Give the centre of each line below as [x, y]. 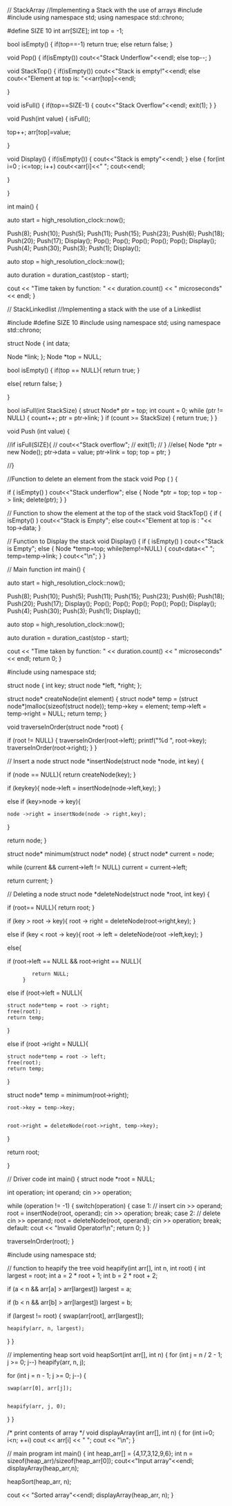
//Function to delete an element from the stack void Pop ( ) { [93, 479]
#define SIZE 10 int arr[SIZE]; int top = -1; [66, 31]
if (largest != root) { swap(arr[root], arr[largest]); [75, 1316]
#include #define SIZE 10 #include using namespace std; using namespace [114, 322]
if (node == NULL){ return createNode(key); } [71, 774]
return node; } [27, 840]
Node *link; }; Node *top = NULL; [54, 357]
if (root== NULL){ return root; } [51, 907]
